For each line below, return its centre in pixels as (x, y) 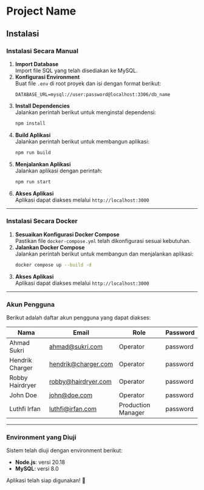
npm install (30, 123)
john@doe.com (71, 395)
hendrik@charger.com (81, 364)
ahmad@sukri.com (76, 346)
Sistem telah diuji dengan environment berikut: (64, 451)
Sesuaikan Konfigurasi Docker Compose (67, 234)
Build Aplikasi (33, 135)
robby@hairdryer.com (80, 381)
